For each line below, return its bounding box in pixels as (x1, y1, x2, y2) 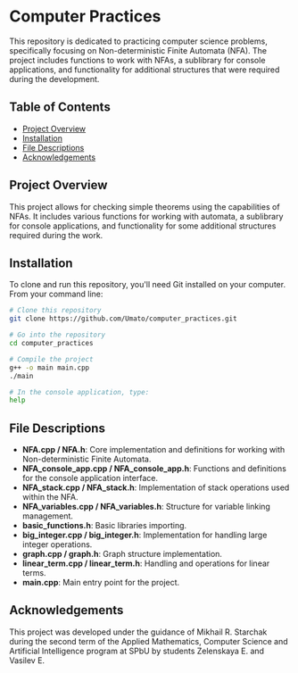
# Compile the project (9, 354, 94, 363)
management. (21, 511, 74, 521)
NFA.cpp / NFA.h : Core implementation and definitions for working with (21, 445, 286, 455)
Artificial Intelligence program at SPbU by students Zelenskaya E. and (9, 645, 265, 656)
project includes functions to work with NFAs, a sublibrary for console (9, 54, 266, 65)
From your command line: (9, 288, 103, 300)
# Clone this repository (9, 306, 102, 315)
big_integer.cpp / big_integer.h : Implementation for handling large (21, 529, 268, 541)
